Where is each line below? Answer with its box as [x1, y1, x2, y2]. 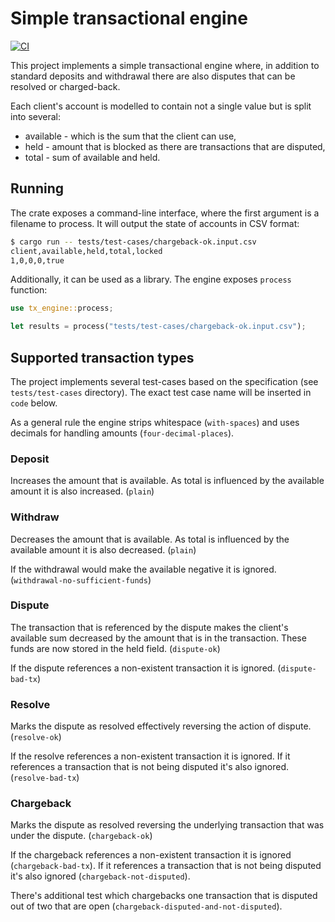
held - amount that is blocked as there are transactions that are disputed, [24, 140, 326, 152]
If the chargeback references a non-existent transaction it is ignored [10, 849, 292, 861]
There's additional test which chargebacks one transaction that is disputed [10, 890, 318, 902]
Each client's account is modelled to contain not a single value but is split [10, 100, 312, 112]
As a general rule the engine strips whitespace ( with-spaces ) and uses [10, 416, 300, 428]
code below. [10, 397, 58, 409]
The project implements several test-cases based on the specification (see [10, 375, 319, 387]
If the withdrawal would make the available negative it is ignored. [10, 563, 277, 575]
